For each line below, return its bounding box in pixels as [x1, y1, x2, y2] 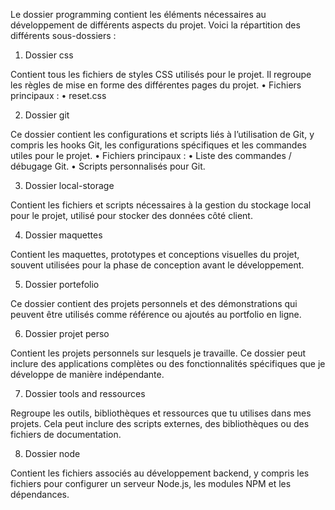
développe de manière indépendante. [10, 369, 165, 380]
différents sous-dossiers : [10, 30, 117, 41]
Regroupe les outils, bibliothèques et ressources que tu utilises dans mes [10, 407, 312, 419]
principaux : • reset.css [10, 90, 107, 101]
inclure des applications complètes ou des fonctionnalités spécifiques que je [10, 358, 326, 369]
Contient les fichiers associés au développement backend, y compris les [10, 467, 310, 479]
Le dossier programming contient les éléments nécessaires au [10, 9, 267, 20]
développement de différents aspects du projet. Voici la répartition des [10, 19, 301, 31]
